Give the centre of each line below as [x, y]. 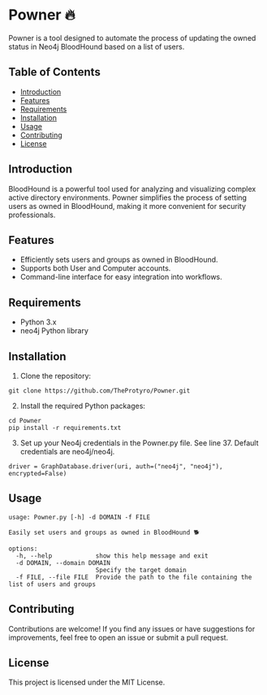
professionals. [32, 215]
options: [23, 549]
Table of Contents [55, 72]
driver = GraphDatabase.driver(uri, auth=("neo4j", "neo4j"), [116, 467]
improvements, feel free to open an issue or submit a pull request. [118, 637]
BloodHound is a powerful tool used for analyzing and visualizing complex [132, 189]
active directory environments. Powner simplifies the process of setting [128, 198]
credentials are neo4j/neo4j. [67, 452]
